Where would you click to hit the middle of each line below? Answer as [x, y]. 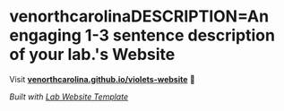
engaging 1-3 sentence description [142, 35]
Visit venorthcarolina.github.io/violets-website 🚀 [102, 79]
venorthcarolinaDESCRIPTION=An [139, 17]
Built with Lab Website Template [69, 97]
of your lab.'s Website [92, 55]
